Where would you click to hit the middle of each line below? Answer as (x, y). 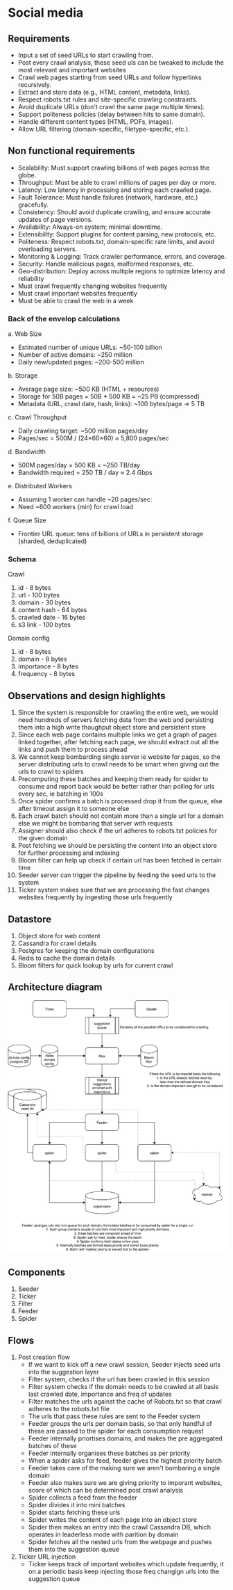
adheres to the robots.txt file (69, 1409)
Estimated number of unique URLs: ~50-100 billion (90, 347)
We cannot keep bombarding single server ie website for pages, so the (119, 757)
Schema (22, 559)
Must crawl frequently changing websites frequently (93, 286)
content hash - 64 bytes (52, 610)
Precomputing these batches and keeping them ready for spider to (113, 779)
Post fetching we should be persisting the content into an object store (117, 846)
